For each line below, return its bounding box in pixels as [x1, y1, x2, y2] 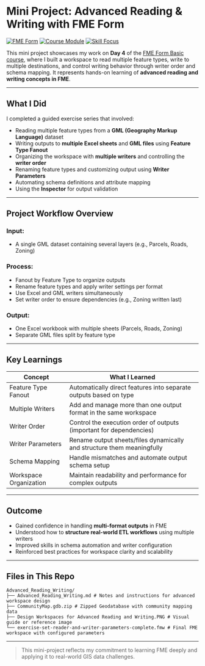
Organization [9, 478, 47, 487]
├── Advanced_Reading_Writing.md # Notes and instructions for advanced [6, 593, 195, 599]
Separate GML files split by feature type [15, 331, 116, 339]
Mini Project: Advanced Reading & [6, 4, 183, 18]
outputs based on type [69, 391, 134, 399]
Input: [6, 227, 24, 236]
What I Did [6, 99, 47, 109]
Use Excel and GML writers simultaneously [15, 289, 123, 297]
